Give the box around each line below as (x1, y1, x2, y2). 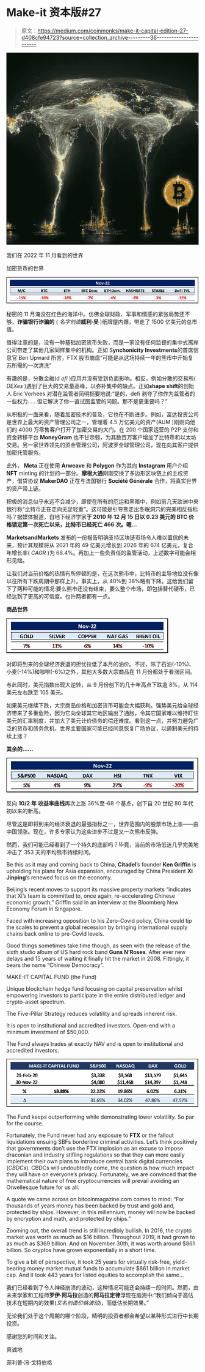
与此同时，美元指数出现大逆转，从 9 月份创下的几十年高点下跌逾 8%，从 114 (6, 680, 198, 688)
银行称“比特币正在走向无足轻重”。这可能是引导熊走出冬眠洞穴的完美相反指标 (6, 505, 198, 513)
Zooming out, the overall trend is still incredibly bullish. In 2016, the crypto (6, 1226, 192, 1234)
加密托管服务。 (6, 449, 44, 456)
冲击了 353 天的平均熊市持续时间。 (6, 849, 95, 856)
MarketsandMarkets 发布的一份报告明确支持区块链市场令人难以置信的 (6, 534, 184, 541)
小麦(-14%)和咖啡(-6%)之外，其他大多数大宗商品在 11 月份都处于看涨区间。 (6, 668, 196, 675)
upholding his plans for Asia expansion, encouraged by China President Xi (6, 867, 193, 875)
